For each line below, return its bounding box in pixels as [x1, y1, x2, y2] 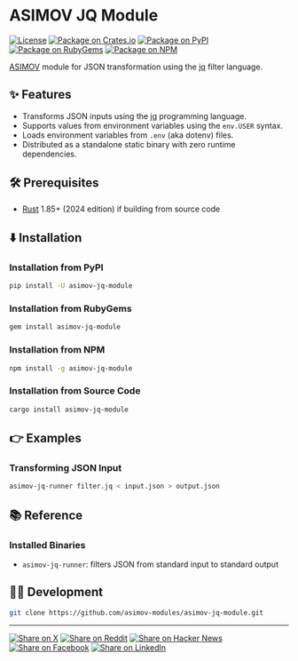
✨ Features [9, 87, 72, 102]
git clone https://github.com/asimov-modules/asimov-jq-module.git [9, 608, 264, 617]
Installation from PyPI [9, 261, 104, 274]
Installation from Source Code [9, 385, 141, 397]
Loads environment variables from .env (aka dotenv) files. [21, 130, 234, 140]
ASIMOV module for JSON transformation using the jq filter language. [9, 61, 263, 72]
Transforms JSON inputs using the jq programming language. [21, 110, 247, 121]
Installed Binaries [9, 538, 86, 551]
